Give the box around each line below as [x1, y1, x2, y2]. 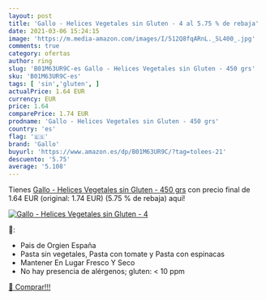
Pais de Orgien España [19, 241, 97, 251]
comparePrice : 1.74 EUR [8, 110, 89, 118]
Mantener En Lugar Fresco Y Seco [19, 258, 135, 268]
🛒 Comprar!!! [8, 282, 51, 292]
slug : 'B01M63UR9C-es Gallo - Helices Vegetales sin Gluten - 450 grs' [8, 65, 255, 73]
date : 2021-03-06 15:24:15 [8, 27, 100, 35]
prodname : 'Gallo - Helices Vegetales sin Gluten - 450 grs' [8, 118, 220, 126]
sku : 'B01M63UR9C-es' [8, 72, 82, 80]
